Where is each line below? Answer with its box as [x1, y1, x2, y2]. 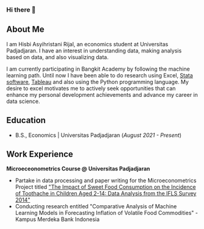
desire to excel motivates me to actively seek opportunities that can [6, 85, 176, 92]
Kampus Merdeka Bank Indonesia [15, 216, 100, 223]
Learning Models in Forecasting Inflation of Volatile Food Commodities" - [15, 210, 198, 217]
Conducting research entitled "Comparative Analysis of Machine [15, 203, 177, 210]
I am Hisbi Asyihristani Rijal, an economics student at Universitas [6, 40, 169, 48]
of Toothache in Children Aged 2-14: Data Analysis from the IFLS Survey [15, 190, 197, 197]
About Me [6, 24, 44, 35]
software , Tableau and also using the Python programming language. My [6, 78, 189, 85]
